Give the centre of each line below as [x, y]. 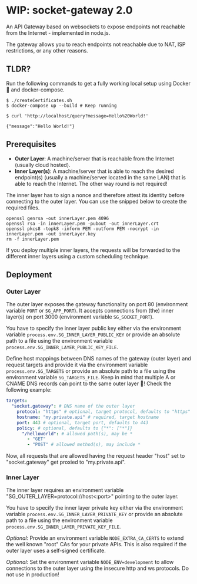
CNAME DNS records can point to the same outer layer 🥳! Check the [89, 383]
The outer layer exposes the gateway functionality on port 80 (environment [97, 304]
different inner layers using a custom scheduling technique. [78, 256]
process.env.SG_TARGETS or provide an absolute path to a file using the [91, 371]
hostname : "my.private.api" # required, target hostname [88, 417]
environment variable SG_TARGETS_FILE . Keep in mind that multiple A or [91, 378]
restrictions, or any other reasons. [47, 50]
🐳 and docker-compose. [35, 90]
